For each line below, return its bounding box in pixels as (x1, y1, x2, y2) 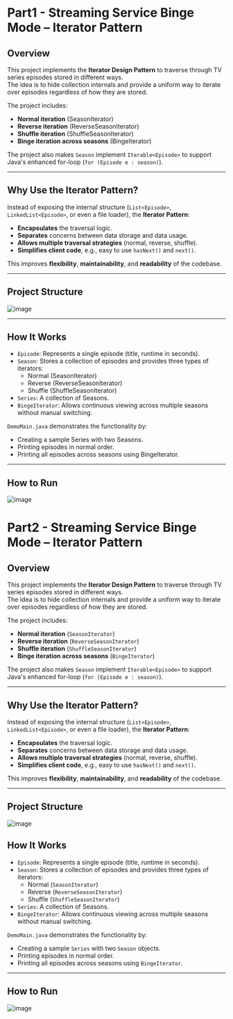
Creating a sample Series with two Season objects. (17, 944, 161, 952)
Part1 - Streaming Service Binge (7, 5, 195, 21)
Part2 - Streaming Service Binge (7, 520, 197, 536)
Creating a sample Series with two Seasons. (17, 436, 144, 444)
